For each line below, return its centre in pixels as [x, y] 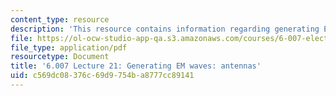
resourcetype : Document [60, 57]
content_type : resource [60, 19]
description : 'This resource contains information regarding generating [165, 29]
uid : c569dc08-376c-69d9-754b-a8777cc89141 [102, 76]
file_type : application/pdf [69, 47]
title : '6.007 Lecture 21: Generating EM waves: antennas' [136, 66]
